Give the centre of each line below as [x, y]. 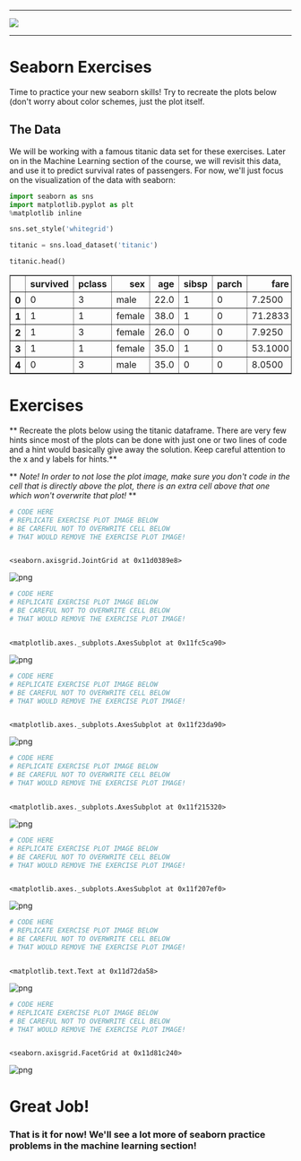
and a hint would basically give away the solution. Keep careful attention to [147, 449]
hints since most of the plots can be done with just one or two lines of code [148, 439]
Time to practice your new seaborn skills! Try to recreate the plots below [143, 91]
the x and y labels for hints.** [63, 459]
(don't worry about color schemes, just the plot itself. [107, 101]
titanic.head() [38, 262]
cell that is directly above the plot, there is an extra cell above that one [140, 486]
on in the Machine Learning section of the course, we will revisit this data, [145, 160]
